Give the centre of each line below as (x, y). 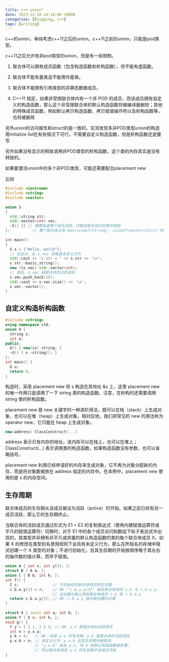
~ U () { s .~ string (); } (33, 353)
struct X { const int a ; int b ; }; (43, 613)
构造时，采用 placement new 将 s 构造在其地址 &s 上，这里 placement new (82, 386)
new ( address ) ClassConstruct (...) (41, 432)
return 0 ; (20, 371)
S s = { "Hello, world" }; (36, 249)
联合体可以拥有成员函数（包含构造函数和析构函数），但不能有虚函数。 (84, 66)
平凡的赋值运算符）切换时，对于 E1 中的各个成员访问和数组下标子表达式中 (81, 531)
